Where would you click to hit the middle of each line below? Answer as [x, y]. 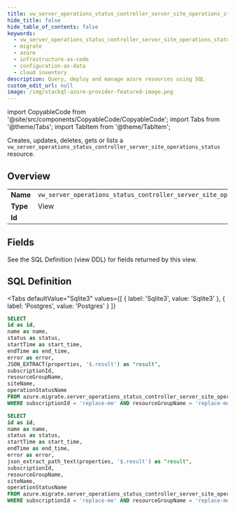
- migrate [28, 46]
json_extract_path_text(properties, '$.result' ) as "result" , [100, 461]
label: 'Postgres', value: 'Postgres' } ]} [62, 306]
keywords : [22, 33]
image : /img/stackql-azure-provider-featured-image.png [90, 92]
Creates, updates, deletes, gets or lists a [65, 140]
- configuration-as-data [50, 66]
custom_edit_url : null [40, 86]
